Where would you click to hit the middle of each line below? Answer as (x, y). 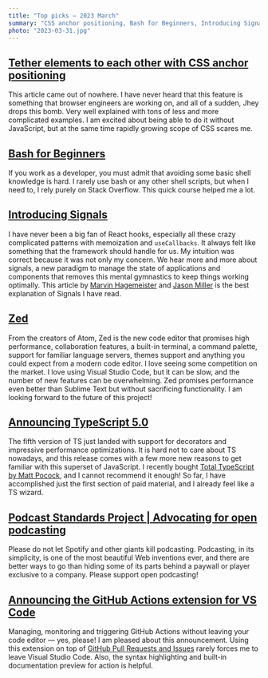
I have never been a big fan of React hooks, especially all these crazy (122, 234)
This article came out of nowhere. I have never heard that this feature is (126, 95)
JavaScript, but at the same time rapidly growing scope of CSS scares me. (130, 129)
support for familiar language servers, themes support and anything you (127, 355)
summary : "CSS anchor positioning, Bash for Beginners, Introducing (124, 23)
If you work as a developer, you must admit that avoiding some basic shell (130, 173)
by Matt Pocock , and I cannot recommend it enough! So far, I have (117, 475)
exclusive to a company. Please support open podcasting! (103, 575)
